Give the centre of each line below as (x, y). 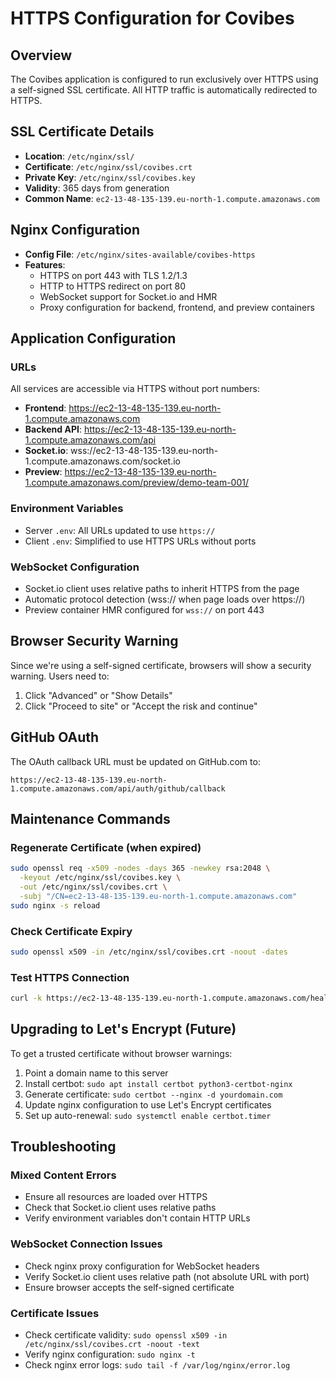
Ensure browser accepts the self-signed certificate (129, 1287)
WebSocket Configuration (75, 567)
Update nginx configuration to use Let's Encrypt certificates (148, 1104)
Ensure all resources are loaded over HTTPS (116, 1197)
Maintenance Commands (90, 818)
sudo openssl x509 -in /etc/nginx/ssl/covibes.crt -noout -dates (149, 952)
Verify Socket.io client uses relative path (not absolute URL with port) (167, 1276)
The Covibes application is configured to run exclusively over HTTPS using (164, 79)
